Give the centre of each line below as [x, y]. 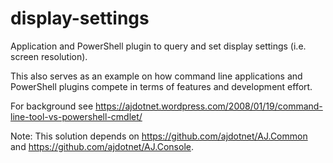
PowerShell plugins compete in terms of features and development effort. [161, 86]
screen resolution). [49, 56]
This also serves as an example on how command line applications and [156, 76]
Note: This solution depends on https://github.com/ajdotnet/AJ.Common [159, 136]
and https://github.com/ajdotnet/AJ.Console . [102, 146]
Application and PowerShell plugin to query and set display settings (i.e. [158, 46]
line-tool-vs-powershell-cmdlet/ [76, 116]
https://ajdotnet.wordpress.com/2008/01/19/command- [208, 106]
